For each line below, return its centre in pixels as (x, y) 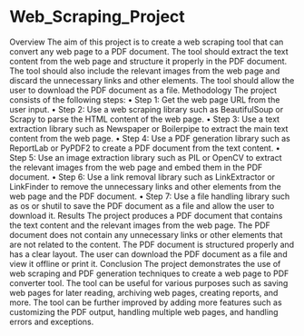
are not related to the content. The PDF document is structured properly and (152, 244)
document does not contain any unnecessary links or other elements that (146, 234)
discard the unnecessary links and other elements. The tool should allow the (152, 80)
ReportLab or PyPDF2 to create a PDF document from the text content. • (145, 148)
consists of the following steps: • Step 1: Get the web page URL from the (145, 99)
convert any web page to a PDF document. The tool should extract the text (149, 51)
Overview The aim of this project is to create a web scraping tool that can (147, 42)
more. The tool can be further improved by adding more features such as (146, 302)
